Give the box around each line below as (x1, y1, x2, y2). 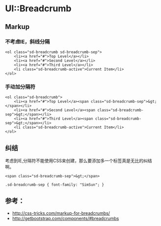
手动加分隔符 (5, 83, 36, 90)
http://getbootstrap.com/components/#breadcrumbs (12, 215, 119, 221)
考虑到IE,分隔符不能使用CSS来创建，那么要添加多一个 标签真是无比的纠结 (5, 158, 152, 164)
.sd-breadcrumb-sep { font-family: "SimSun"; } (5, 182, 105, 187)
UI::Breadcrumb (5, 3, 72, 14)
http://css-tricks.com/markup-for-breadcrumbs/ (12, 210, 110, 216)
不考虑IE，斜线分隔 (5, 38, 50, 45)
